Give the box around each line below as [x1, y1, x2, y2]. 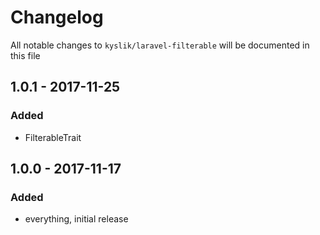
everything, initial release [24, 213, 129, 225]
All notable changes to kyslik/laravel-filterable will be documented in [10, 39, 310, 51]
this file [10, 49, 41, 61]
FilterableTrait [24, 131, 82, 143]
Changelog [10, 6, 104, 29]
